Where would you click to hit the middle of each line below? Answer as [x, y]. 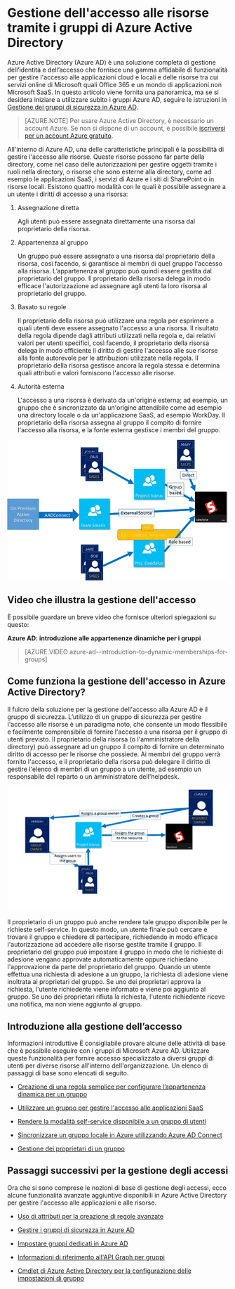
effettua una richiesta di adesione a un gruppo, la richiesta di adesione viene [118, 974]
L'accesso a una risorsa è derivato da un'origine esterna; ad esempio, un [122, 400]
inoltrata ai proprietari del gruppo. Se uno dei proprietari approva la [104, 982]
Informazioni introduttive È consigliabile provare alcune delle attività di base [116, 1043]
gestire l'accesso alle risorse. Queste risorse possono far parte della [106, 157]
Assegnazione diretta [48, 207]
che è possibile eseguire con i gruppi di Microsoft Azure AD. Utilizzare [108, 1050]
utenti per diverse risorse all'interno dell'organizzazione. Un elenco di [108, 1065]
